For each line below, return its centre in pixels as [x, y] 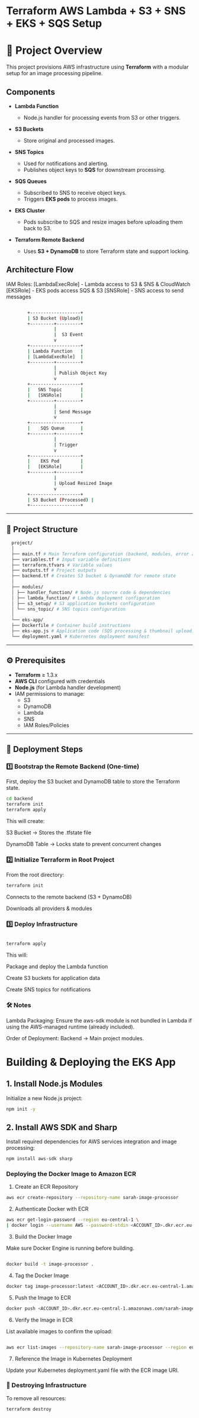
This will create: [25, 821]
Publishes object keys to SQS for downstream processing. [94, 169]
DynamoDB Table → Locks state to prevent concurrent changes [84, 844]
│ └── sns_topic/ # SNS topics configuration [69, 609]
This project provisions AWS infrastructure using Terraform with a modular [97, 67]
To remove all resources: [36, 1398]
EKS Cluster [30, 210]
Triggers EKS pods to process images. [70, 199]
